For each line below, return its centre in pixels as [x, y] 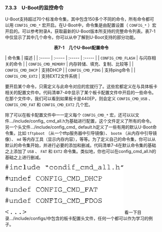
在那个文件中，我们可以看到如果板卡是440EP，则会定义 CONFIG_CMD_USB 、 [79, 99]
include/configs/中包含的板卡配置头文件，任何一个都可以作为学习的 [81, 218]
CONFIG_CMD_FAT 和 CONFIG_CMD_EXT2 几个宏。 [49, 105]
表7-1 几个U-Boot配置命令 [81, 48]
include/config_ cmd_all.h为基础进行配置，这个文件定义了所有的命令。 [84, 121]
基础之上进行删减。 [24, 157]
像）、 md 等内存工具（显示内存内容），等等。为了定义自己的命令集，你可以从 [81, 139]
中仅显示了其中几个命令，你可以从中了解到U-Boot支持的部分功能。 [72, 37]
